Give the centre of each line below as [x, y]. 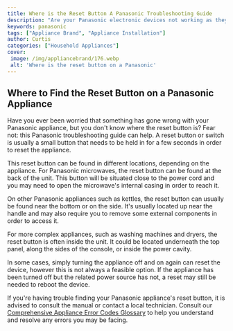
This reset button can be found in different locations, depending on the [108, 163]
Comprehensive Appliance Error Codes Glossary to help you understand [110, 313]
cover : [17, 53]
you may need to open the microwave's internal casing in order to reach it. [113, 186]
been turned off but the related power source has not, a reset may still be [112, 277]
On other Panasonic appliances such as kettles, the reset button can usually [115, 199]
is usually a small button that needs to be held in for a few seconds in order [114, 143]
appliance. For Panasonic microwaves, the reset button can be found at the [114, 171]
